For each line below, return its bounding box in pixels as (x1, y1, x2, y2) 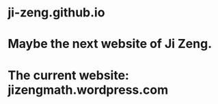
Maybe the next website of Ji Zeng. (8, 36, 213, 52)
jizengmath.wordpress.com (8, 82, 169, 97)
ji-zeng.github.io (8, 5, 105, 21)
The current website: (8, 67, 129, 83)
